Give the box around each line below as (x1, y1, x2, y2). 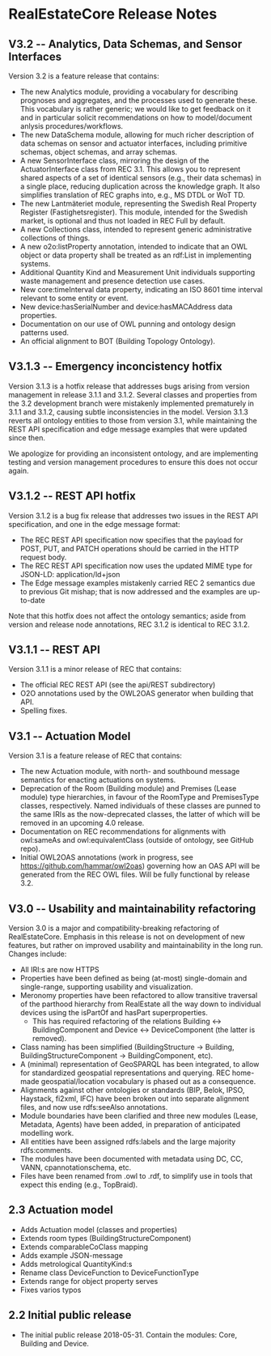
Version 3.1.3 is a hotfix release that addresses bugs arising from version (8, 381, 250, 391)
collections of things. (19, 233, 91, 243)
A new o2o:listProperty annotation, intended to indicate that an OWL (19, 242, 248, 251)
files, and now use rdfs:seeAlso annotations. (19, 1103, 168, 1112)
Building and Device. (19, 1338, 89, 1348)
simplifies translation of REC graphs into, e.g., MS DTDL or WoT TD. (19, 190, 245, 199)
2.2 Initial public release (8, 1308, 132, 1322)
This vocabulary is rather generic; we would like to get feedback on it (19, 104, 252, 113)
